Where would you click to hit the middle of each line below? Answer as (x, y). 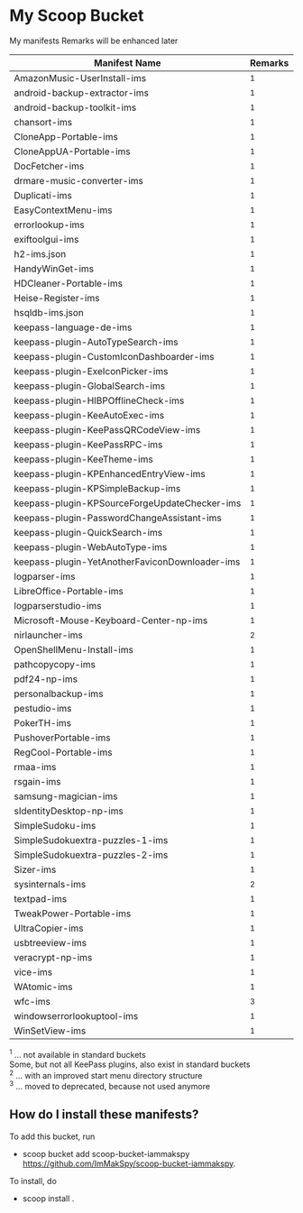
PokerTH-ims (43, 722)
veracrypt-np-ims (53, 957)
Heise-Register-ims (57, 298)
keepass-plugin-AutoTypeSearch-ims (96, 342)
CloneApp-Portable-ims (66, 136)
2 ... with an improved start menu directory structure (106, 1074)
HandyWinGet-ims (54, 269)
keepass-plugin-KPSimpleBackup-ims (97, 488)
